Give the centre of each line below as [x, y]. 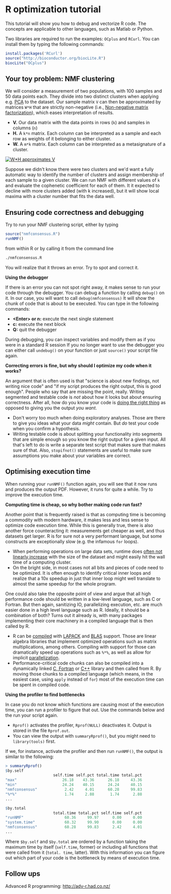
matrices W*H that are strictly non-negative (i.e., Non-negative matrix [77, 107]
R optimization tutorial [53, 9]
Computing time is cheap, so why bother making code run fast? [74, 505]
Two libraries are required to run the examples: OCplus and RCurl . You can [82, 39]
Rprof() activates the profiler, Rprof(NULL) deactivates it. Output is [82, 725]
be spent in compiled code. [41, 685]
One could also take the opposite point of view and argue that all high [78, 594]
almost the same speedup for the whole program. [64, 583]
